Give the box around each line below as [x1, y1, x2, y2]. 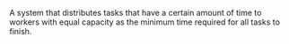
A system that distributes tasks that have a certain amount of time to [9, 8, 262, 18]
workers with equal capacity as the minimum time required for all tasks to [9, 17, 281, 27]
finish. [9, 26, 32, 36]
